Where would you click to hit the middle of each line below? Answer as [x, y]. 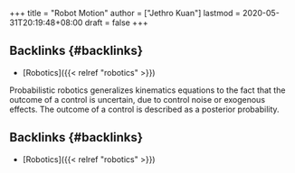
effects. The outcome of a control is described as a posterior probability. [144, 109]
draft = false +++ [116, 23]
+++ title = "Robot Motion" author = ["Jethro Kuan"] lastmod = [125, 13]
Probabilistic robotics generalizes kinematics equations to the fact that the [147, 90]
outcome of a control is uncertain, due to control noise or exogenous [137, 99]
